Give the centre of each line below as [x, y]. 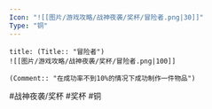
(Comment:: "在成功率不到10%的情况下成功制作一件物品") [102, 78]
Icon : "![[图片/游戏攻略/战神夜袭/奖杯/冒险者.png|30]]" [106, 17]
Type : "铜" [29, 26]
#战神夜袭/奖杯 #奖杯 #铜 [55, 96]
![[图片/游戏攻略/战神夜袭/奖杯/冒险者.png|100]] [93, 61]
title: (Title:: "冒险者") [57, 51]
